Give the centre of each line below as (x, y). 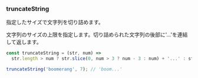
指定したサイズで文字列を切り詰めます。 (55, 22)
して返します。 (24, 42)
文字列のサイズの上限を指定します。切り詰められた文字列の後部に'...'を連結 (97, 35)
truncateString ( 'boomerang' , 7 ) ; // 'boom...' (64, 69)
